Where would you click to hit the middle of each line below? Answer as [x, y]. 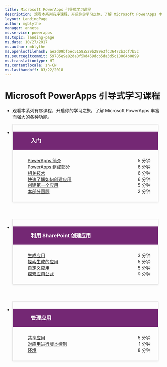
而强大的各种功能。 [32, 117]
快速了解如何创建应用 [49, 179]
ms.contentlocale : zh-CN [31, 65]
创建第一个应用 [43, 185]
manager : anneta [22, 28]
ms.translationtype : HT [30, 61]
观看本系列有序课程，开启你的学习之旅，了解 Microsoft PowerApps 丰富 [86, 110]
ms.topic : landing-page [30, 38]
